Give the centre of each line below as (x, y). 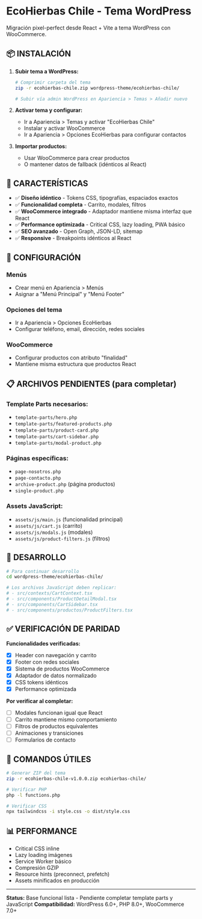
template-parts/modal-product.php (58, 444)
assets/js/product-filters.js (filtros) (62, 538)
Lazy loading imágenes (44, 855)
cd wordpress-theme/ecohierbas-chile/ (55, 577)
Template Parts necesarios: (47, 404)
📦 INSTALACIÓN (38, 54)
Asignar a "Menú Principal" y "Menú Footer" (70, 294)
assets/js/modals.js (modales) (54, 532)
